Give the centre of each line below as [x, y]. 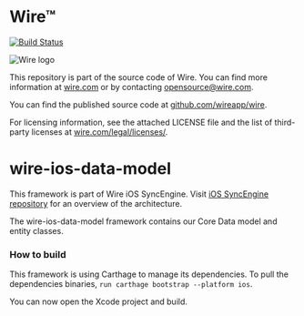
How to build [38, 254]
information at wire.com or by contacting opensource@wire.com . [132, 87]
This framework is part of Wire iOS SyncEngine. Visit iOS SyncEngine [139, 194]
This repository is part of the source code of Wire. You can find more [139, 77]
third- [285, 122]
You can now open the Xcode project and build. [99, 301]
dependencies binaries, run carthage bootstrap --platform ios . [131, 284]
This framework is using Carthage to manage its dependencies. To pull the [149, 274]
